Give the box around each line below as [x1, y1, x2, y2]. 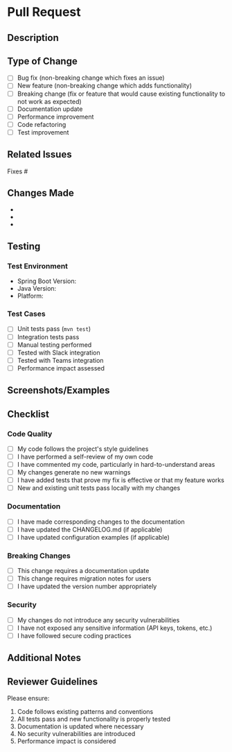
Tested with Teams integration [17, 356, 104, 364]
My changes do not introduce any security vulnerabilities [17, 615, 180, 624]
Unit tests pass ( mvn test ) [17, 325, 91, 333]
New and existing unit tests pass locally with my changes [17, 484, 181, 493]
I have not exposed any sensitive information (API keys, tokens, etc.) [17, 624, 213, 632]
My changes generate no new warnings [17, 468, 131, 477]
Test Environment [7, 261, 68, 271]
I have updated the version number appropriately [17, 582, 157, 590]
